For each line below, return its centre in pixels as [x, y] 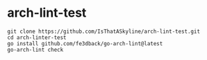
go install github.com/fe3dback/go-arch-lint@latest [85, 43]
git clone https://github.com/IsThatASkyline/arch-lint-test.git [104, 31]
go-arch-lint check [35, 50]
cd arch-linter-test [37, 37]
